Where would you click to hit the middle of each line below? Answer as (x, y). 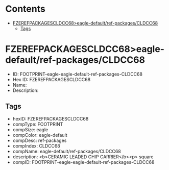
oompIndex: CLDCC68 (36, 145)
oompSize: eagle (30, 129)
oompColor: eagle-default (40, 135)
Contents (26, 9)
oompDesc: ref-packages (40, 140)
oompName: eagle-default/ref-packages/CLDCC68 (67, 151)
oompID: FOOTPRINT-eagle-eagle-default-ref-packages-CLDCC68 (83, 162)
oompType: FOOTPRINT (38, 124)
